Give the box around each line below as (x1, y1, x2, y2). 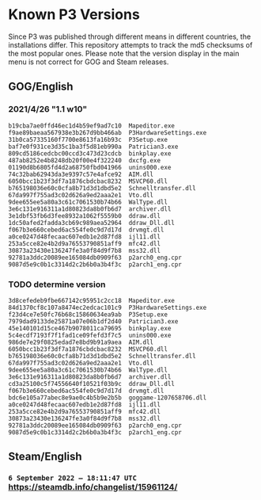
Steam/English (8, 450, 82, 464)
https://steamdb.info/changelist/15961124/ (8, 482, 178, 493)
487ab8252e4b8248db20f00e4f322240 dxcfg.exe (8, 156, 161, 164)
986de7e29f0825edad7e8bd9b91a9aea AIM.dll (8, 338, 154, 346)
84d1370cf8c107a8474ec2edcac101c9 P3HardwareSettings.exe (8, 303, 207, 311)
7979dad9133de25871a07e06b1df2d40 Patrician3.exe (8, 317, 179, 326)
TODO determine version (8, 279, 106, 290)
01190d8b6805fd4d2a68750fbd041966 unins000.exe (8, 163, 172, 171)
